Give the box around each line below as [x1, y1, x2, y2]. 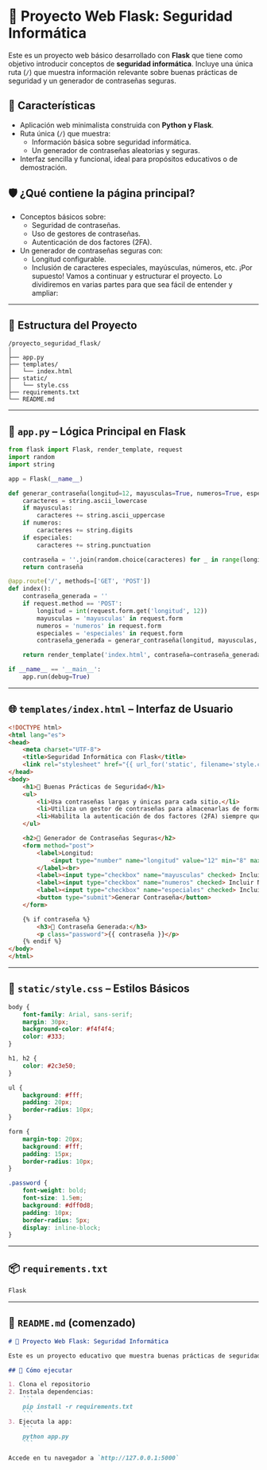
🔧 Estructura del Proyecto [8, 318, 137, 332]
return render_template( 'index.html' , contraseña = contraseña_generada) [22, 651, 265, 659]
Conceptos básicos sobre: [19, 211, 106, 222]
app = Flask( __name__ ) [8, 474, 83, 483]
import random [8, 454, 56, 462]
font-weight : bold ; [22, 1187, 87, 1195]
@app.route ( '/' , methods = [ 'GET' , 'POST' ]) [8, 577, 151, 585]
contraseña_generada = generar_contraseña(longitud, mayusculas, [37, 637, 258, 645]
